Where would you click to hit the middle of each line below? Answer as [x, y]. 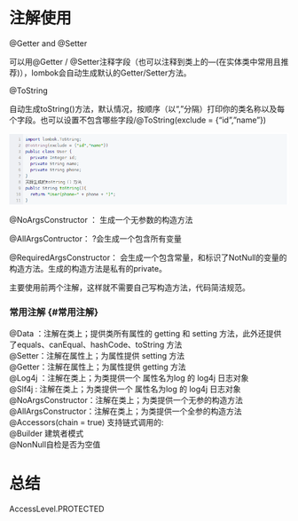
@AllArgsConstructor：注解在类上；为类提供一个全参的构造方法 [125, 411]
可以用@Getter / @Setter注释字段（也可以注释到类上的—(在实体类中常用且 [145, 61]
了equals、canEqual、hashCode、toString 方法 [96, 344]
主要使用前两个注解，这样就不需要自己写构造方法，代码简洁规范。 [129, 287]
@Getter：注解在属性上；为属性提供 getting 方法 [98, 367]
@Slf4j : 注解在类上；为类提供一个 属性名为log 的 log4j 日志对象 [125, 389]
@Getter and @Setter [48, 43]
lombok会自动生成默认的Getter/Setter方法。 [112, 73]
